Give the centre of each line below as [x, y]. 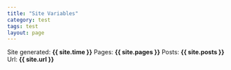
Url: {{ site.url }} [31, 60]
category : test [29, 20]
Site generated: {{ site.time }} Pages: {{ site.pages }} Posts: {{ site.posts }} [116, 52]
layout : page [26, 33]
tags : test [23, 26]
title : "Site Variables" [43, 13]
